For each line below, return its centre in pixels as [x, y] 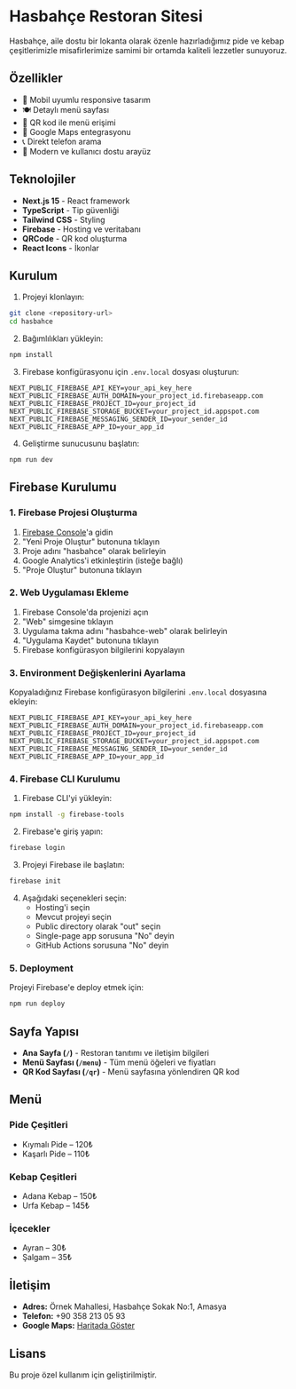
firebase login [37, 848]
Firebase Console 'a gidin [67, 532]
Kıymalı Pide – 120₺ [57, 1144]
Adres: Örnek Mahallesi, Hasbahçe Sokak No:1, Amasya [125, 1306]
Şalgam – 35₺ [47, 1258]
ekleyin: [23, 702]
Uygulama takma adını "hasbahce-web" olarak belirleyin [125, 631]
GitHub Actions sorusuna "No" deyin [102, 945]
